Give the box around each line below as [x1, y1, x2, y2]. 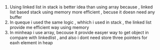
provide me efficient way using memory [9, 25, 89, 30]
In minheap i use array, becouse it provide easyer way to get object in [9, 30, 149, 35]
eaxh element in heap [9, 40, 53, 45]
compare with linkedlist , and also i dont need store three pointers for [9, 35, 148, 40]
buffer [9, 14, 22, 20]
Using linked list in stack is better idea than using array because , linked [9, 4, 153, 10]
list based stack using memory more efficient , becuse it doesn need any [9, 9, 155, 15]
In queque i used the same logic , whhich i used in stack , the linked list [9, 19, 152, 25]
